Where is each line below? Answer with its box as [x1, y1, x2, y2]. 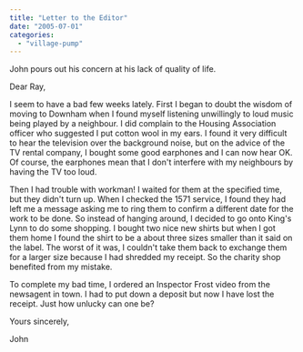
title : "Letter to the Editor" [9, 13, 128, 23]
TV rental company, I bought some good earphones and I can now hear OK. [9, 147, 293, 158]
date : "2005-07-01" [9, 22, 84, 31]
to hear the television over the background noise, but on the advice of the [9, 137, 285, 148]
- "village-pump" [17, 38, 84, 48]
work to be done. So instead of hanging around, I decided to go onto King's [9, 213, 292, 224]
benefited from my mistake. [9, 261, 113, 273]
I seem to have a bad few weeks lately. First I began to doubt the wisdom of [9, 99, 293, 110]
